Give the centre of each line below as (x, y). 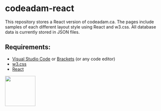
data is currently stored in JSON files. (42, 32)
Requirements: (28, 47)
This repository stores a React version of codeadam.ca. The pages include (80, 22)
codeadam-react (40, 8)
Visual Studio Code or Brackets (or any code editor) (64, 59)
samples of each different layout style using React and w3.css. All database (80, 27)
